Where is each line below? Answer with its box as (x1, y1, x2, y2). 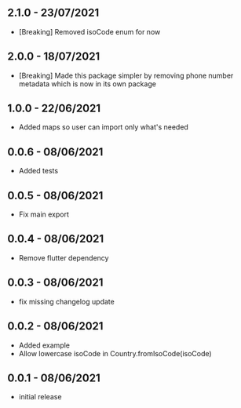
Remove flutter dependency (18, 253, 109, 262)
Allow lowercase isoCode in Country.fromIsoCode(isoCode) (18, 348, 213, 358)
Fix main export (18, 209, 70, 219)
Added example (18, 341, 71, 350)
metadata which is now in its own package (18, 78, 156, 89)
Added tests (18, 166, 59, 176)
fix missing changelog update (18, 297, 115, 306)
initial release (18, 392, 62, 402)
